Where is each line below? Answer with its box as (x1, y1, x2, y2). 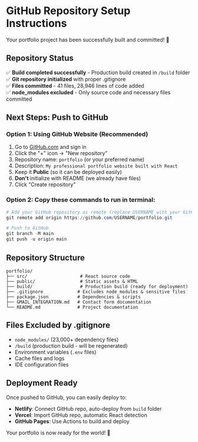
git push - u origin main (6, 236, 67, 242)
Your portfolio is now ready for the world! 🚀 (6, 429, 111, 436)
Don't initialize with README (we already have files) (14, 175, 141, 182)
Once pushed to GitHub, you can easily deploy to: (6, 394, 127, 401)
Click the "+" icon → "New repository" (14, 150, 108, 157)
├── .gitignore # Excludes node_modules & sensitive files (6, 289, 186, 295)
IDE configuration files (14, 361, 69, 368)
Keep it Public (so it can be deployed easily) (14, 169, 122, 176)
